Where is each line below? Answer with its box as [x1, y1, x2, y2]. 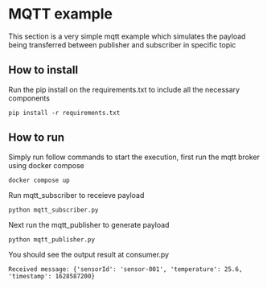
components [8, 93, 51, 103]
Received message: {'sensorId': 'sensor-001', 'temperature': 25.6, [8, 265, 243, 274]
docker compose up [8, 176, 70, 184]
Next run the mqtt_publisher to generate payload [8, 220, 170, 229]
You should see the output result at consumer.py [8, 249, 170, 259]
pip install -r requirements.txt [8, 109, 121, 117]
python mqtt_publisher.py [8, 235, 95, 244]
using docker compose [8, 160, 84, 170]
